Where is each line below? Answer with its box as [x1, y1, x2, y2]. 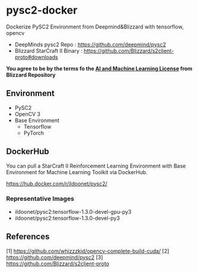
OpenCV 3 [14, 110, 40, 117]
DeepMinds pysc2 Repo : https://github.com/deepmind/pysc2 [14, 41, 166, 48]
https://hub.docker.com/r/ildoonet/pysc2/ [6, 180, 108, 187]
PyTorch [23, 129, 44, 136]
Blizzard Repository [6, 71, 56, 78]
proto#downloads [14, 53, 58, 60]
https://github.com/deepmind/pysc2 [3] [6, 253, 103, 261]
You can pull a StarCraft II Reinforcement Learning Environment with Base [6, 162, 186, 169]
